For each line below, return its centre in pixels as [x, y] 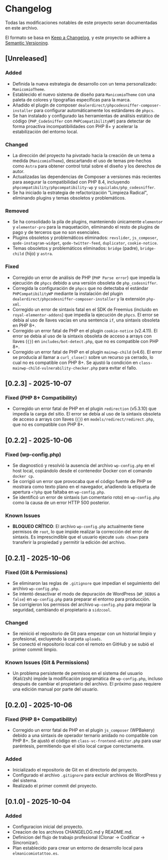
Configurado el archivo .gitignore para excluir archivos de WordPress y [87, 775]
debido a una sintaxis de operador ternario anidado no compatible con [85, 735]
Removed [17, 210]
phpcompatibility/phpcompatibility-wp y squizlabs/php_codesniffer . [84, 187]
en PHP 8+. [24, 325]
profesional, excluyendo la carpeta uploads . [57, 639]
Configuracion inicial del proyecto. [48, 827]
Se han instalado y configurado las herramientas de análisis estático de [86, 115]
